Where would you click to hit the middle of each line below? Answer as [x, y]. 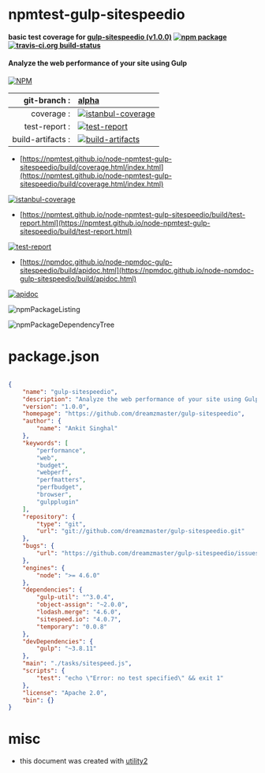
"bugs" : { [39, 546]
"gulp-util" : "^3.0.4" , [75, 598]
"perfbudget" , [60, 487]
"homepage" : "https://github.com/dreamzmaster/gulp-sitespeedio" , [134, 414]
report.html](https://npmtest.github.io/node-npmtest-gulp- [115, 223]
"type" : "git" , [62, 524]
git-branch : [47, 100]
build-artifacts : [41, 139]
